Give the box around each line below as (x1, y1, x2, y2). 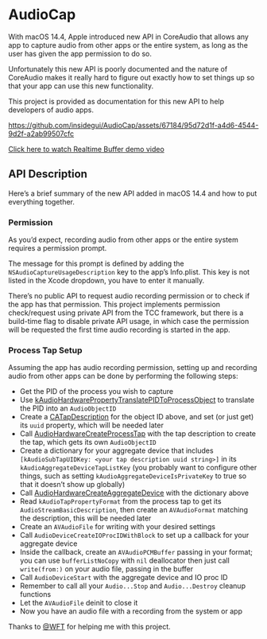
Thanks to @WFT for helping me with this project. (8, 622, 171, 632)
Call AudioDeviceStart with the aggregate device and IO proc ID (19, 573, 228, 583)
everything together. (8, 197, 75, 206)
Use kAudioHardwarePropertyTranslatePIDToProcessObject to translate (19, 395, 255, 405)
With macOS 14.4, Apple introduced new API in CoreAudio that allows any (8, 32, 249, 41)
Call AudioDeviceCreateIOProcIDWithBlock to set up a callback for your (19, 531, 250, 540)
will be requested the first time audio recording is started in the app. (8, 325, 230, 335)
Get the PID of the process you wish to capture (19, 387, 174, 396)
